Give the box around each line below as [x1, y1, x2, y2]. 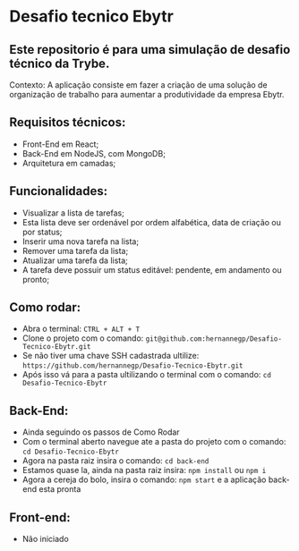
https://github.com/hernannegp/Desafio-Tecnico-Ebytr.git [21, 361, 243, 370]
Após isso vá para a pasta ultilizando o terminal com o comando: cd [21, 369, 271, 380]
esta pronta [38, 484, 81, 495]
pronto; [21, 274, 50, 284]
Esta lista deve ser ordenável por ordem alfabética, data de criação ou [21, 216, 282, 227]
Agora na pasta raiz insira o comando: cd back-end [21, 455, 209, 466]
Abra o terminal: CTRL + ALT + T [21, 324, 141, 335]
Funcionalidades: [9, 183, 108, 199]
